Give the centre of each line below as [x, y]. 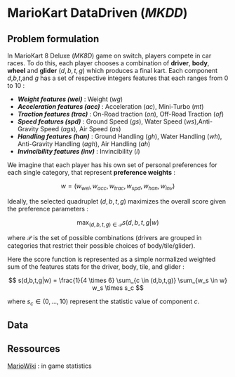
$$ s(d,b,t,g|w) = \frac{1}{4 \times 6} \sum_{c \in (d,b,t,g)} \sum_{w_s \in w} [118, 280]
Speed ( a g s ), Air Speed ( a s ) [81, 129]
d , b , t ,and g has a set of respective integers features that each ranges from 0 [118, 78]
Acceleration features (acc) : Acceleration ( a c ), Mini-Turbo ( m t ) [110, 106]
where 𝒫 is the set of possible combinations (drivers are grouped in [105, 237]
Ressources [34, 349]
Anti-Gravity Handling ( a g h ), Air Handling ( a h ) [84, 144]
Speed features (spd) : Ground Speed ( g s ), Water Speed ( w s [106, 121]
